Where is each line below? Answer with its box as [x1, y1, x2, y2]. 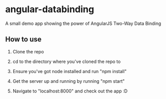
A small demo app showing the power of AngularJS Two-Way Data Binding [5, 20, 161, 26]
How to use [5, 35, 42, 44]
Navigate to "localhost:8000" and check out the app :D [12, 88, 128, 94]
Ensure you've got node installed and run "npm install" [12, 68, 127, 74]
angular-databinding [5, 4, 94, 15]
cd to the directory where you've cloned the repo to [12, 58, 121, 64]
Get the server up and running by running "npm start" [12, 78, 125, 84]
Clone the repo [12, 48, 44, 54]
